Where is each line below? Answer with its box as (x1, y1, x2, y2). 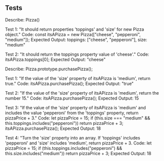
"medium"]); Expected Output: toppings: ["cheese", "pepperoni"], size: (5, 37, 147, 42)
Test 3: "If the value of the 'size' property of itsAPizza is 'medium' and (5, 104, 146, 110)
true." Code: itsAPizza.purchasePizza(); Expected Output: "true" (5, 80, 134, 86)
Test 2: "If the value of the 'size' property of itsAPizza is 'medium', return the (5, 90, 159, 96)
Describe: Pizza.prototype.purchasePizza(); (5, 66, 93, 72)
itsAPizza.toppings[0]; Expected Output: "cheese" (5, 56, 106, 62)
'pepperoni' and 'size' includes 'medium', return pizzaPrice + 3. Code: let (5, 140, 152, 146)
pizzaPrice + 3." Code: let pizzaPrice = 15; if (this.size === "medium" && (5, 115, 150, 121)
